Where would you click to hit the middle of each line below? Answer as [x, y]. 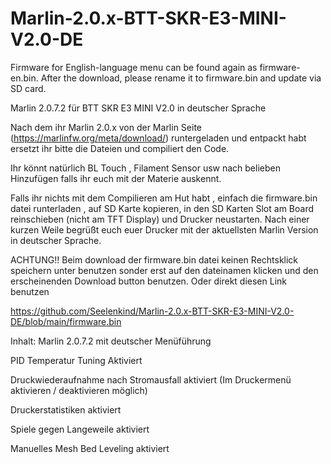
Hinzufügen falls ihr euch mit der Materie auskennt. [116, 178]
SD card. [28, 88]
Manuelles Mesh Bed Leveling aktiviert [90, 448]
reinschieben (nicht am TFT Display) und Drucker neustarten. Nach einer [160, 219]
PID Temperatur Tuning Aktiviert [76, 360]
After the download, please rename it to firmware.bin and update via [181, 78]
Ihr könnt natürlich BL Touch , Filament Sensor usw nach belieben [145, 168]
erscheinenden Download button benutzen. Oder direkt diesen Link [148, 281]
